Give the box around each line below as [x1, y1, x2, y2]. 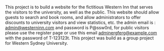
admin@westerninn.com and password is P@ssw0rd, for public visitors [5, 25, 149, 31]
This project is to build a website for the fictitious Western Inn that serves [5, 4, 153, 10]
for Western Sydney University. [5, 40, 68, 46]
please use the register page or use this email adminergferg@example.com [5, 30, 157, 35]
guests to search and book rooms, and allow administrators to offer [5, 15, 141, 20]
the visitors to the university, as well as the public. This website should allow [5, 9, 160, 15]
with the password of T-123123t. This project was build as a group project [5, 35, 154, 41]
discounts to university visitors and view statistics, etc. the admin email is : [5, 19, 156, 25]
